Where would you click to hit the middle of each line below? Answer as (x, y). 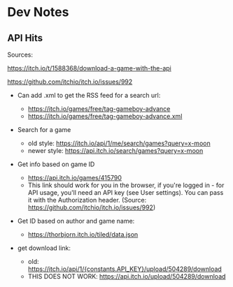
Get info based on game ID (56, 164)
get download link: (44, 248)
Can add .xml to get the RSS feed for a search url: (89, 95)
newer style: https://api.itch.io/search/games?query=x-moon (115, 150)
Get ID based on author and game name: (76, 221)
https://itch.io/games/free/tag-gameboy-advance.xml (105, 116)
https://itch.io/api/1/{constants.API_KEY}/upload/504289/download (125, 269)
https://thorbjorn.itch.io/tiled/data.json (83, 234)
